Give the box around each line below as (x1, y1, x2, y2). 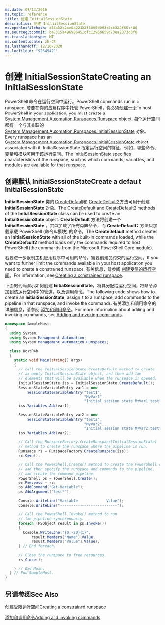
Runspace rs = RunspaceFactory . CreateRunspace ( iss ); (18, 449, 129, 454)
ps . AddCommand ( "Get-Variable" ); (18, 485, 84, 490)
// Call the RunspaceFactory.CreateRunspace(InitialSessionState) (18, 439, 157, 445)
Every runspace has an (5, 134, 52, 140)
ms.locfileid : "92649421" (5, 48, 58, 53)
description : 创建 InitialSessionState (5, 21, 85, 26)
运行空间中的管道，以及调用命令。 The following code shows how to (18, 289, 155, 295)
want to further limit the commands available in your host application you (5, 260, 153, 266)
